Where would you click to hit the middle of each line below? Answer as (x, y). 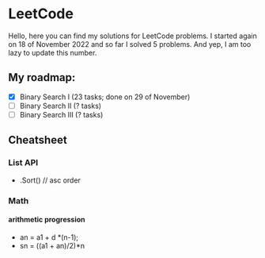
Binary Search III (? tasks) (61, 114)
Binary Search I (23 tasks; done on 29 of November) (105, 97)
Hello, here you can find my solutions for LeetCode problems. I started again (132, 36)
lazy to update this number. (53, 52)
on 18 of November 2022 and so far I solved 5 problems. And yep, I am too (130, 44)
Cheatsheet (38, 140)
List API (23, 163)
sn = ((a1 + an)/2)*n (52, 245)
